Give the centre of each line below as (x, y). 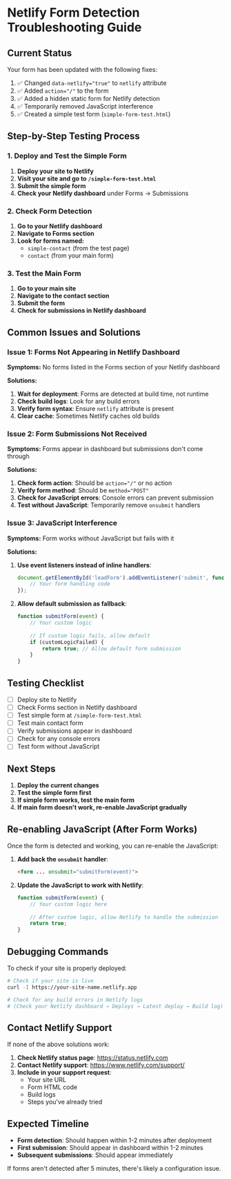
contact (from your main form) (70, 255)
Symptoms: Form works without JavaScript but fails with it (91, 538)
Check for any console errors (59, 739)
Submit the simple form (51, 185)
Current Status (40, 53)
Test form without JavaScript (58, 747)
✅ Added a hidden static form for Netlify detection (89, 99)
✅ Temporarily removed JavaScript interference (85, 106)
